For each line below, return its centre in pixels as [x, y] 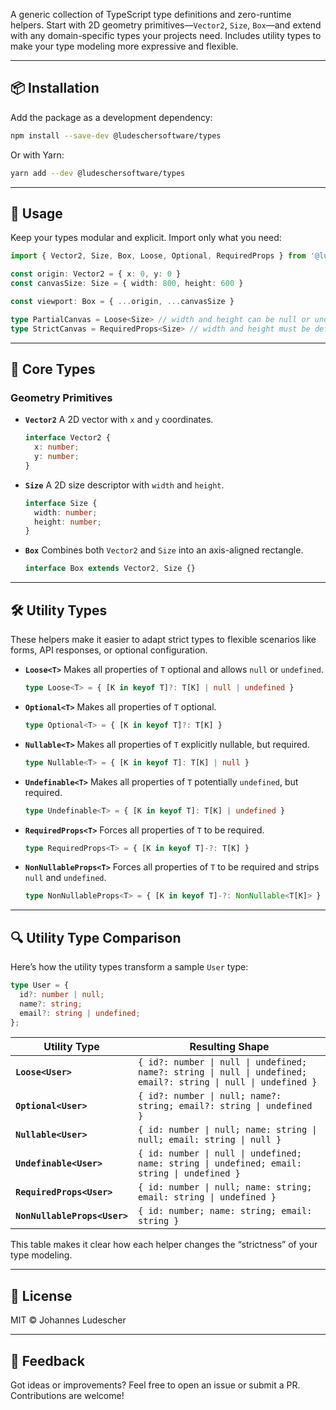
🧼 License [41, 1295]
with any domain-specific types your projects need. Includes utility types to [166, 35]
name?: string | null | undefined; [223, 1072]
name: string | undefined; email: [220, 1163]
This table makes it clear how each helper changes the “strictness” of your [164, 1245]
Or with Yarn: [37, 155]
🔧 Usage [36, 213]
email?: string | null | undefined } [228, 1082]
